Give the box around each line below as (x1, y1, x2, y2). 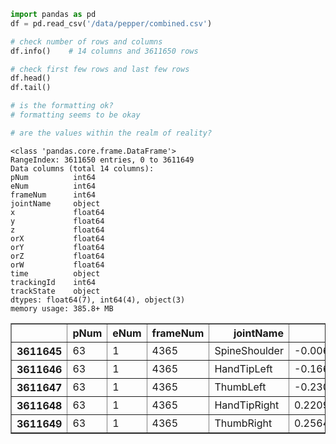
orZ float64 (10, 251, 105, 261)
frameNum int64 (10, 190, 97, 200)
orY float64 (10, 242, 105, 252)
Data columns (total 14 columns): (10, 163, 155, 174)
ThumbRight (214, 416, 273, 430)
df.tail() (10, 83, 52, 93)
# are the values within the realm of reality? (10, 128, 213, 138)
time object (10, 268, 101, 279)
